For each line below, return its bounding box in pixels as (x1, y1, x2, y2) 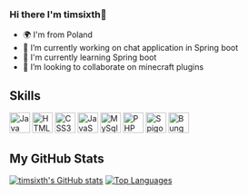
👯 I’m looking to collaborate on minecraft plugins (22, 62, 204, 73)
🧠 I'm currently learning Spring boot (22, 52, 157, 63)
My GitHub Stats (9, 151, 104, 166)
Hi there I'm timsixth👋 (9, 8, 107, 21)
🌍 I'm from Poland (22, 29, 94, 40)
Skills (9, 88, 41, 103)
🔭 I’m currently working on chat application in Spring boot (22, 43, 239, 54)
